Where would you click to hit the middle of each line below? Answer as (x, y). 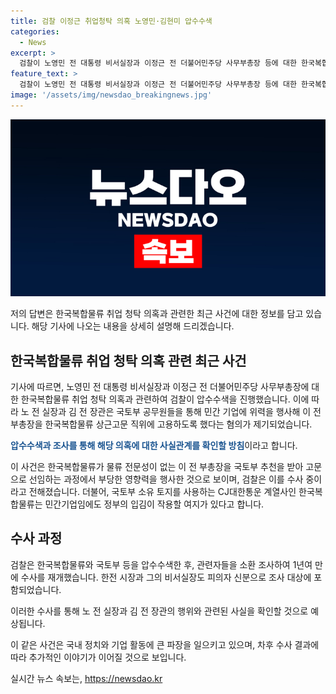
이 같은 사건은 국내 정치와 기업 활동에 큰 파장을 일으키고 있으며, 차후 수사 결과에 (165, 644)
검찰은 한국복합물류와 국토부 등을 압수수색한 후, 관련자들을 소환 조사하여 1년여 (161, 564)
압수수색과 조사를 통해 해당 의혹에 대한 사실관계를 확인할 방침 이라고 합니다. (154, 446)
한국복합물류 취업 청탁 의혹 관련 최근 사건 (128, 360)
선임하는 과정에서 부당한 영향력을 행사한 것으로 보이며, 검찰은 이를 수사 (166, 479)
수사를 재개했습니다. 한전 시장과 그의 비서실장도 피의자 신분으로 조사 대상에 (166, 577)
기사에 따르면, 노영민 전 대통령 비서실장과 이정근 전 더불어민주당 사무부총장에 (160, 387)
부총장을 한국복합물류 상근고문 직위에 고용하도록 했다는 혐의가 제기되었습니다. (161, 424)
